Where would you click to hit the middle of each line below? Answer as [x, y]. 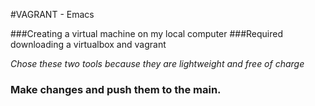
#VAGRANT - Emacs [52, 14]
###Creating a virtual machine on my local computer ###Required [147, 33]
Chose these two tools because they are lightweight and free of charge [157, 63]
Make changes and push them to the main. [116, 89]
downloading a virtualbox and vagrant [88, 44]
